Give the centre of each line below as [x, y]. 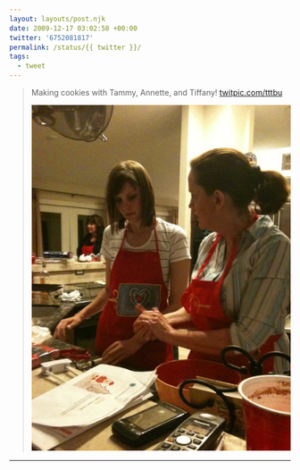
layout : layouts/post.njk [57, 19]
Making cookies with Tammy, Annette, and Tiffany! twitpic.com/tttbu [157, 92]
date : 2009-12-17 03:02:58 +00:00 [74, 28]
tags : [19, 57]
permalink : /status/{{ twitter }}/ [75, 47]
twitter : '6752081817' [51, 38]
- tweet [32, 66]
